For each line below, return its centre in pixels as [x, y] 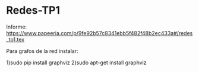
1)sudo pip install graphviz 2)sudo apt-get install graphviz [76, 62]
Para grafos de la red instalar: [42, 51]
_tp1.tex [15, 39]
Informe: [17, 27]
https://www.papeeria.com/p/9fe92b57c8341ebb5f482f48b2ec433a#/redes [99, 33]
